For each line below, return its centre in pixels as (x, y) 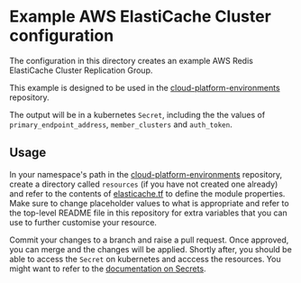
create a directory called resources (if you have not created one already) (144, 184)
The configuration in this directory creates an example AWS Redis (132, 60)
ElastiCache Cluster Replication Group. (81, 70)
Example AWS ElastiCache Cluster (141, 17)
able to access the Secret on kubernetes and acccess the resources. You (145, 259)
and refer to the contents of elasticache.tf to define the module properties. (147, 193)
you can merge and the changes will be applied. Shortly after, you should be (151, 249)
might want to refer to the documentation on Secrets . (108, 269)
